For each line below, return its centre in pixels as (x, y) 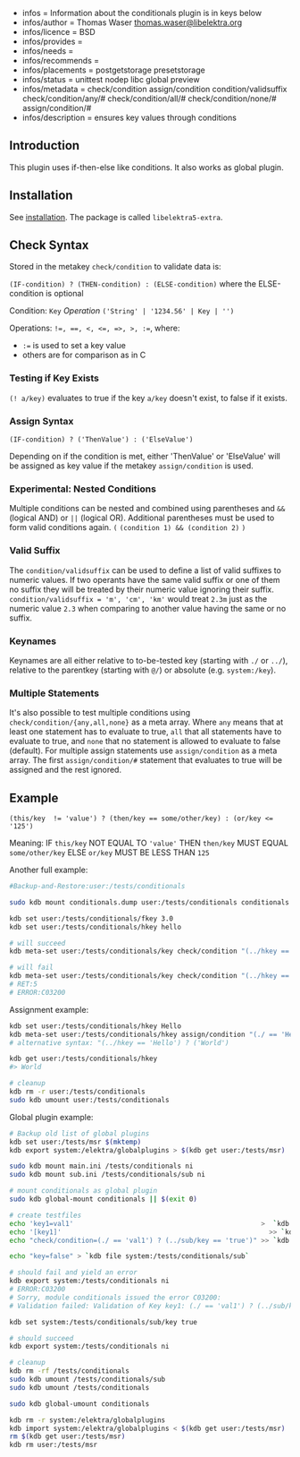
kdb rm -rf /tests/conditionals (69, 1371)
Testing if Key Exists (54, 378)
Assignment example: (49, 1009)
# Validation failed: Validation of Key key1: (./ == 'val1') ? (131, 1306)
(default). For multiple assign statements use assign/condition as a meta (143, 750)
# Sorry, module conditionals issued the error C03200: (115, 1298)
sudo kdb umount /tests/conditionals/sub (87, 1380)
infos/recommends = (61, 60)
